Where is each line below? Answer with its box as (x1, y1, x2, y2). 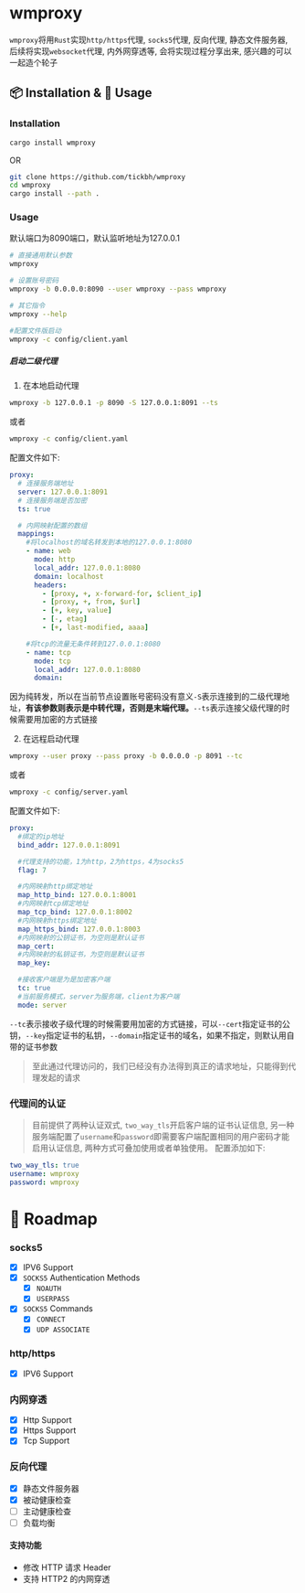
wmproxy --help (9, 309, 68, 318)
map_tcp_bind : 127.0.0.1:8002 (17, 908, 132, 917)
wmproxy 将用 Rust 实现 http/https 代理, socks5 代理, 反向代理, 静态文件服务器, (9, 34, 289, 45)
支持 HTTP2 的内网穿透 (22, 1574, 110, 1585)
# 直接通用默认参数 (9, 251, 73, 261)
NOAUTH (36, 1284, 62, 1294)
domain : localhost (33, 572, 104, 581)
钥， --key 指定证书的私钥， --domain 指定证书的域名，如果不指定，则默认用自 (9, 1030, 295, 1041)
